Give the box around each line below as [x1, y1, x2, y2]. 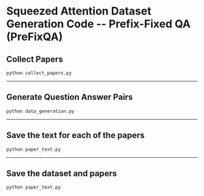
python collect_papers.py [6, 70, 72, 76]
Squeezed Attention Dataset [6, 4, 152, 18]
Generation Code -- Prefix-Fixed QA [6, 17, 191, 31]
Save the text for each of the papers [6, 130, 145, 140]
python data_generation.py [6, 108, 75, 114]
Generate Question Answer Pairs [6, 92, 133, 102]
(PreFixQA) [6, 30, 63, 44]
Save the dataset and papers [6, 168, 117, 179]
